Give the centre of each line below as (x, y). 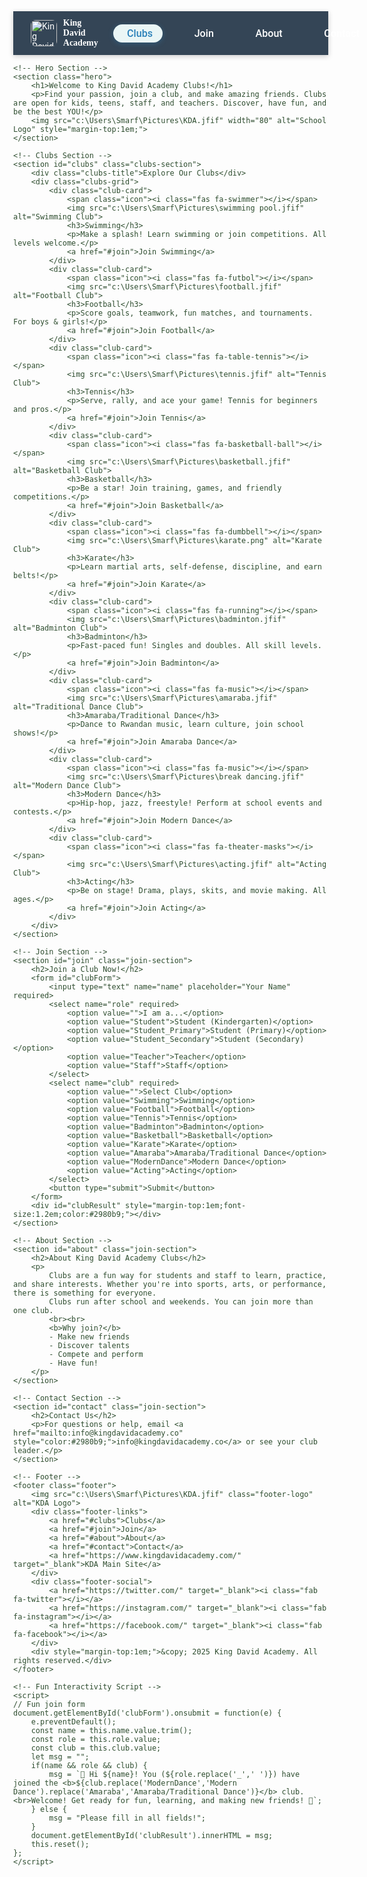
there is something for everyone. (85, 1293)
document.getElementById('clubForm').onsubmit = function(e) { (147, 1713)
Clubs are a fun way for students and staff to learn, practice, (187, 1276)
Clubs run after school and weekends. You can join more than (181, 1302)
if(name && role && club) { (89, 1766)
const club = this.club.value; (96, 1748)
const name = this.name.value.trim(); (111, 1731)
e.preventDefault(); (73, 1722)
